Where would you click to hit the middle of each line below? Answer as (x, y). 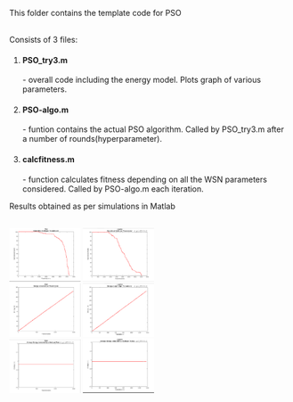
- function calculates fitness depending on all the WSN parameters (144, 179)
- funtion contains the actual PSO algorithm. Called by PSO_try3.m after (153, 129)
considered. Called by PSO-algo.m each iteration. (113, 189)
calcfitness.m (49, 159)
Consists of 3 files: (44, 40)
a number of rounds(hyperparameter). (92, 139)
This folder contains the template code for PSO (95, 13)
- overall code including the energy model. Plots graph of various (141, 80)
